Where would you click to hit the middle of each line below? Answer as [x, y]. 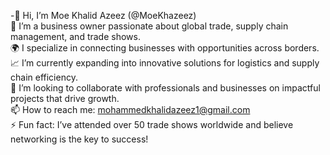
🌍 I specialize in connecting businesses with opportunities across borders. [165, 48]
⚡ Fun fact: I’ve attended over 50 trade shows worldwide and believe [152, 124]
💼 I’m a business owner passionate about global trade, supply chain [149, 26]
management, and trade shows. [75, 36]
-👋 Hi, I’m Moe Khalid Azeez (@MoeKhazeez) [103, 15]
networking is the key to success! [79, 139]
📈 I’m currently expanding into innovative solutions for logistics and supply [165, 63]
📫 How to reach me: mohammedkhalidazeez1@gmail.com [130, 109]
